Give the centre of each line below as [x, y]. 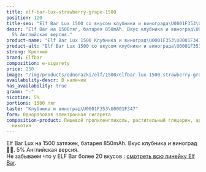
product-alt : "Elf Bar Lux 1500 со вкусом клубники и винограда [90, 47]
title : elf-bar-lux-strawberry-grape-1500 [61, 12]
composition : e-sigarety [38, 63]
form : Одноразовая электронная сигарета [59, 114]
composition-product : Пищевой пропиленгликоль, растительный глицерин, [100, 120]
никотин [22, 126]
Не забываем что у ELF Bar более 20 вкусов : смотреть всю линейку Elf [101, 156]
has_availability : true [37, 86]
